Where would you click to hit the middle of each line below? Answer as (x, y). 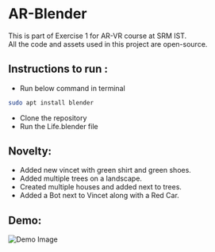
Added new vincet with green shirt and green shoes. (106, 170)
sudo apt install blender (51, 103)
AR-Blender (48, 14)
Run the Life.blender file (59, 126)
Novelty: (30, 151)
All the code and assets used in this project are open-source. (108, 44)
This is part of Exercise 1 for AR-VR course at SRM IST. (98, 36)
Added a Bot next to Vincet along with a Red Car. (100, 196)
